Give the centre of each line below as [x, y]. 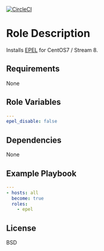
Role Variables [33, 102]
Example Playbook [41, 173]
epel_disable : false [32, 122]
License [21, 228]
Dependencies [34, 140]
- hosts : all [22, 193]
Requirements [33, 69]
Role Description [48, 34]
